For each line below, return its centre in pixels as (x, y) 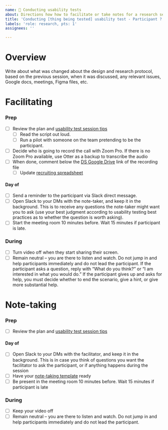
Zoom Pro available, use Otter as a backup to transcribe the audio (80, 156)
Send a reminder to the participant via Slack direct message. (75, 196)
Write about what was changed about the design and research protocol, (79, 71)
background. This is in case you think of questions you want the (78, 360)
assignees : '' (20, 28)
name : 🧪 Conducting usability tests (43, 10)
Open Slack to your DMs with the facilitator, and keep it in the (75, 354)
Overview (26, 57)
